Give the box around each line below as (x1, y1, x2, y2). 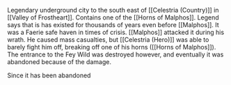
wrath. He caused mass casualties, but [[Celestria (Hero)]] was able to (7, 36, 209, 44)
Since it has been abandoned (7, 71, 91, 79)
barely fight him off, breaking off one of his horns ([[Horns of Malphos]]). (7, 43, 216, 51)
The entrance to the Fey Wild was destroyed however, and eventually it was (7, 50, 224, 59)
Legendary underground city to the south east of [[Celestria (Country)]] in (7, 6, 219, 14)
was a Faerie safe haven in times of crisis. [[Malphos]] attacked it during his (7, 28, 225, 36)
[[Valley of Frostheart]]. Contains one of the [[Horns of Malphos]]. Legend (7, 13, 219, 22)
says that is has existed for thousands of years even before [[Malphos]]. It (7, 21, 219, 29)
